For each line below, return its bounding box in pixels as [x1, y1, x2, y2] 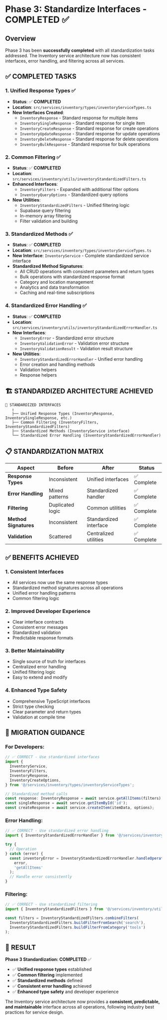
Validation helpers [19, 367, 57, 373]
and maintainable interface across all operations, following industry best [5, 1004, 155, 1010]
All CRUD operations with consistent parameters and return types [19, 269, 154, 275]
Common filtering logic [12, 595, 60, 601]
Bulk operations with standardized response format [19, 274, 125, 280]
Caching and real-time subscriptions [19, 290, 95, 296]
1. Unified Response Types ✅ [5, 87, 76, 94]
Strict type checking [12, 703, 54, 710]
